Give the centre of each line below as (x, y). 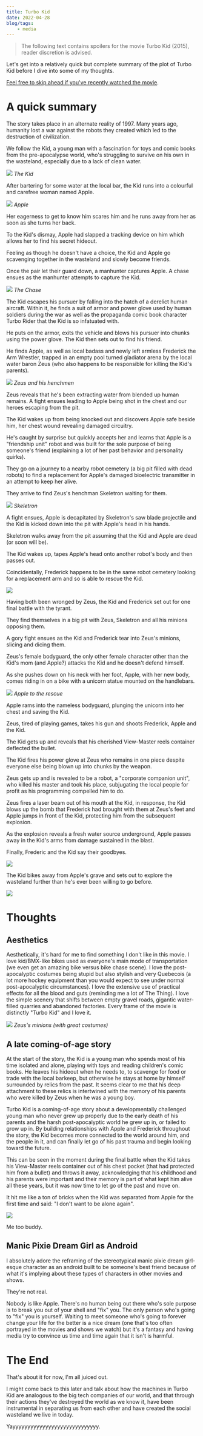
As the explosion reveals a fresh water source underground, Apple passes (99, 834)
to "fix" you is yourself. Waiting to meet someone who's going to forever (96, 1316)
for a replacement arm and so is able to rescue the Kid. (75, 579)
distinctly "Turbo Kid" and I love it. (49, 1013)
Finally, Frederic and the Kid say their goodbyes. (67, 852)
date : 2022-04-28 (28, 18)
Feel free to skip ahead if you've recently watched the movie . (83, 83)
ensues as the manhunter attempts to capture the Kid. (74, 277)
